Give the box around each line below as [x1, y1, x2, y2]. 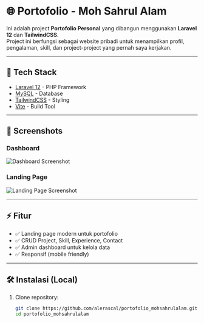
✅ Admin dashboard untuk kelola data [15, 244, 110, 251]
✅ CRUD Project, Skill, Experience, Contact [15, 236, 123, 244]
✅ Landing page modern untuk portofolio [15, 230, 118, 237]
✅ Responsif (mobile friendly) [15, 250, 89, 258]
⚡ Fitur [6, 211, 32, 221]
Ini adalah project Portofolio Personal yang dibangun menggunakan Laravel [6, 24, 197, 32]
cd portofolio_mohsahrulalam [15, 311, 89, 318]
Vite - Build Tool [15, 102, 56, 110]
